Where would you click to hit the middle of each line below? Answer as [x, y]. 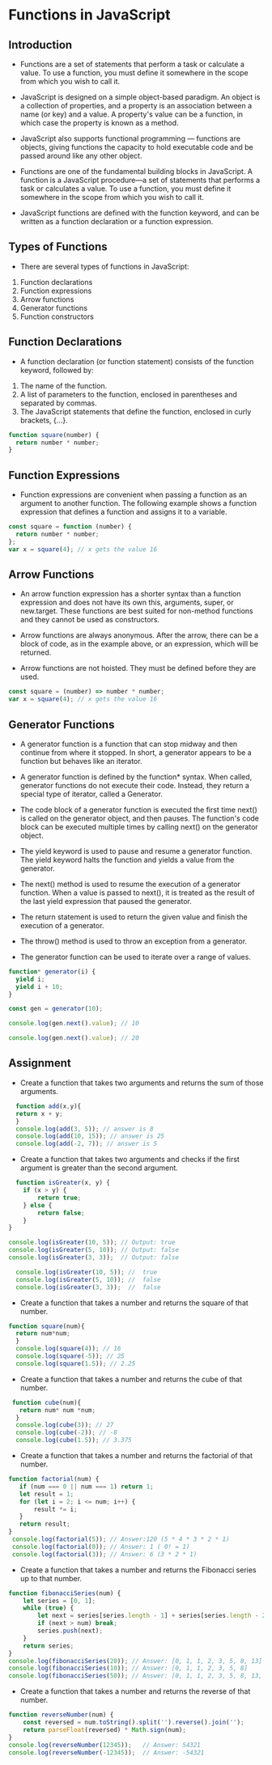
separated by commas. [58, 403]
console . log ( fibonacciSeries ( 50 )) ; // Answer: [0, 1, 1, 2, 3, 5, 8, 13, [136, 1676]
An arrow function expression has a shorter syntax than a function [130, 594]
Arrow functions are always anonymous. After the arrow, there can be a [139, 635]
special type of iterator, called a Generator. [91, 794]
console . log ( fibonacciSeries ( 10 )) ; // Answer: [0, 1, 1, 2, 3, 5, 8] [128, 1669]
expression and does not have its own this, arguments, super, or [127, 602]
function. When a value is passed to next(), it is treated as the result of [137, 893]
